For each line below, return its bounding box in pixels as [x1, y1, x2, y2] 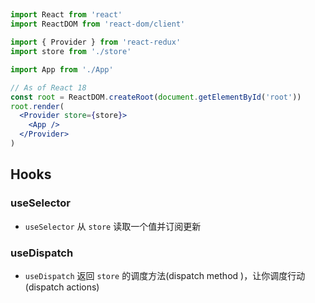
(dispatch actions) [24, 281, 100, 293]
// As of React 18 [10, 82, 87, 93]
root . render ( [10, 101, 65, 111]
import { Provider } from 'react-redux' [10, 37, 182, 48]
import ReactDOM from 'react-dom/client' [10, 19, 186, 30]
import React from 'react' [10, 10, 123, 20]
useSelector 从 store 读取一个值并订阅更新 [24, 220, 202, 232]
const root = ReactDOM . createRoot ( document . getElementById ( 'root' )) [10, 92, 302, 102]
